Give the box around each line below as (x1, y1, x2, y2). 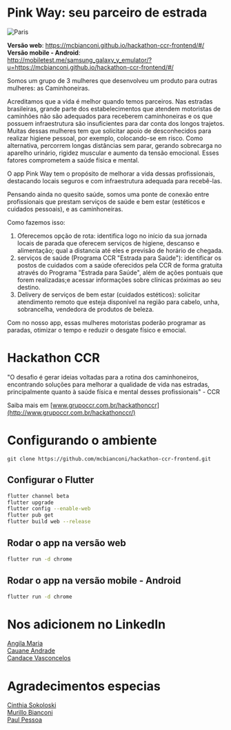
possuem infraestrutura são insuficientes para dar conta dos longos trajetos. (7, 119, 225, 127)
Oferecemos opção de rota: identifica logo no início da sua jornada (17, 232, 208, 240)
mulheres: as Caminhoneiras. (7, 84, 90, 92)
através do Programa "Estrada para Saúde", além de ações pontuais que (17, 268, 223, 277)
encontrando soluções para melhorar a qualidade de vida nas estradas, (7, 380, 210, 389)
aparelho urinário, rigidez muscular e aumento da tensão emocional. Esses (7, 149, 219, 157)
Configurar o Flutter (7, 474, 94, 486)
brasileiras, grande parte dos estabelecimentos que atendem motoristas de (7, 104, 221, 113)
